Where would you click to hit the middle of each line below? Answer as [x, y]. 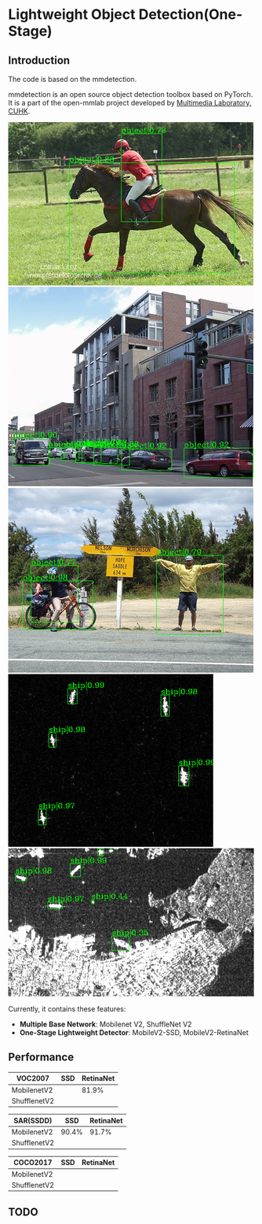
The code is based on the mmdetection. [73, 79]
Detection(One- [191, 15]
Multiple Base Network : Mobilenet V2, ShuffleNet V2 [106, 1024]
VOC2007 [33, 1078]
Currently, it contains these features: [67, 1009]
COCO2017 [33, 1163]
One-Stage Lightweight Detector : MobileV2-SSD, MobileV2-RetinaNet [134, 1032]
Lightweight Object [72, 15]
